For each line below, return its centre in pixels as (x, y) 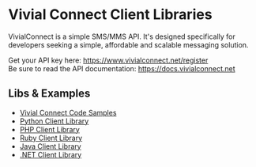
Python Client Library (54, 121)
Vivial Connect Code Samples (68, 112)
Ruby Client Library (51, 138)
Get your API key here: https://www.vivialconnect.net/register (108, 60)
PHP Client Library (50, 129)
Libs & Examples (49, 94)
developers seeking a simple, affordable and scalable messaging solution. (128, 44)
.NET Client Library (51, 154)
